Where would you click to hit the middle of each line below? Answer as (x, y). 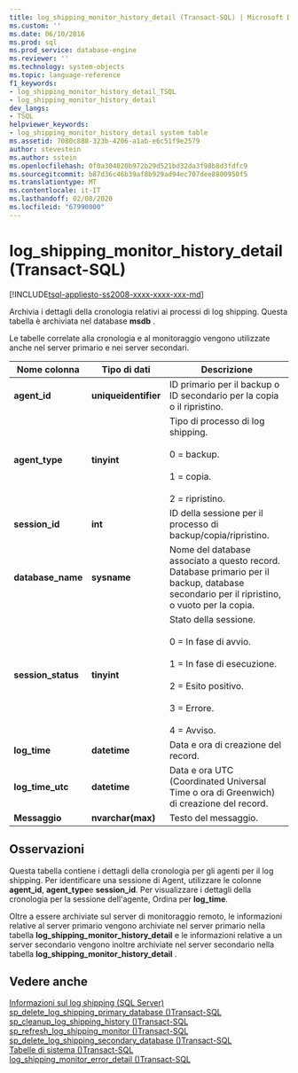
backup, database (207, 583)
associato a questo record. (225, 560)
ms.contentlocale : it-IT (55, 191)
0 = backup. (195, 454)
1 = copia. (191, 476)
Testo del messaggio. (214, 818)
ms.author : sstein (43, 157)
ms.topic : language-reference (65, 75)
